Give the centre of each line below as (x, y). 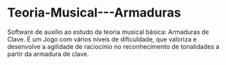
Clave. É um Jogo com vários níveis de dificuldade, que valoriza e (102, 39)
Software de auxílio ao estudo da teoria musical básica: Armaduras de (108, 32)
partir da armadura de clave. (48, 54)
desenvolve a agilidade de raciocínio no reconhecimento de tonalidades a (113, 46)
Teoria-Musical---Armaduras (94, 13)
